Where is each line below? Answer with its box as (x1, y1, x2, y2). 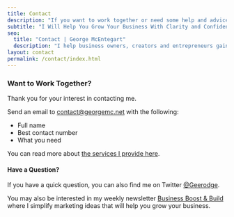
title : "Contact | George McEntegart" (13, 36, 127, 43)
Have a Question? (7, 165, 60, 174)
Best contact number (17, 129, 78, 137)
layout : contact (7, 49, 54, 56)
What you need (17, 136, 61, 145)
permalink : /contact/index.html (7, 56, 101, 63)
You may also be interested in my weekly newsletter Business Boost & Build (7, 194, 224, 202)
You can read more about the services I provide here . (7, 150, 160, 158)
